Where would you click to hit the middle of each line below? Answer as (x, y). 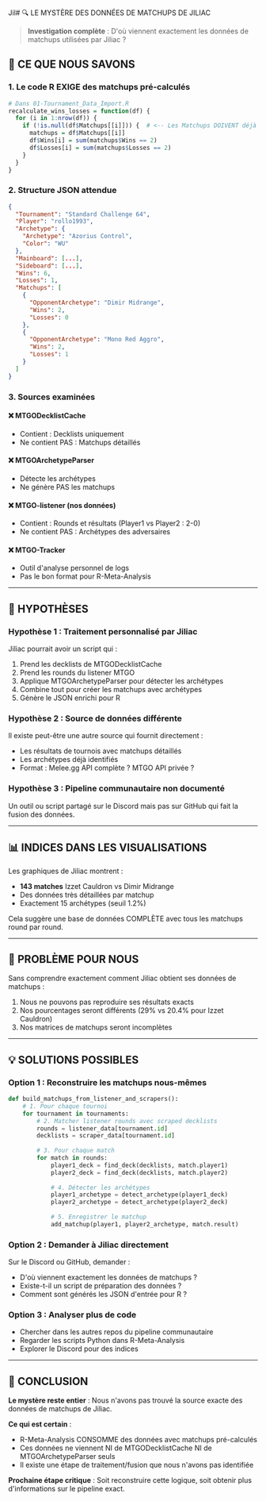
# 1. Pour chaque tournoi (65, 1106)
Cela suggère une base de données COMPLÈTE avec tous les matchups (126, 918)
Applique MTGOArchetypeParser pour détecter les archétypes (122, 681)
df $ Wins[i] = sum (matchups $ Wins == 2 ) (93, 140)
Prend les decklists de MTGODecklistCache (91, 664)
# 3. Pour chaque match (76, 1151)
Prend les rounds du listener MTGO (77, 673)
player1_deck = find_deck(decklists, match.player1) (139, 1165)
